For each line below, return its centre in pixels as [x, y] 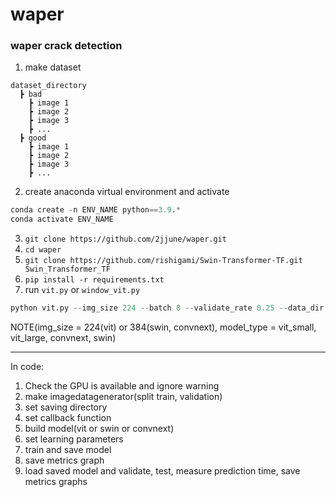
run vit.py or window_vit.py [82, 290]
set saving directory [66, 407]
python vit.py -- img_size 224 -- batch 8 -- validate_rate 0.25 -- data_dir [167, 308]
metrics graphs [56, 482]
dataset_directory [48, 86]
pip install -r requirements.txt [94, 280]
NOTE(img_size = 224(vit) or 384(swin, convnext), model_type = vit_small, [163, 327]
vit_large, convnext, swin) [63, 338]
